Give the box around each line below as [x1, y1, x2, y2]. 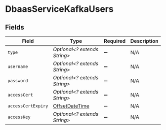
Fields [5, 23, 25, 32]
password [7, 78, 28, 83]
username [7, 64, 28, 69]
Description [130, 38, 159, 44]
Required [103, 38, 126, 44]
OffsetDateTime [52, 102, 90, 109]
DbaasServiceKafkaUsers [5, 3, 114, 15]
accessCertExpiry [7, 103, 48, 109]
